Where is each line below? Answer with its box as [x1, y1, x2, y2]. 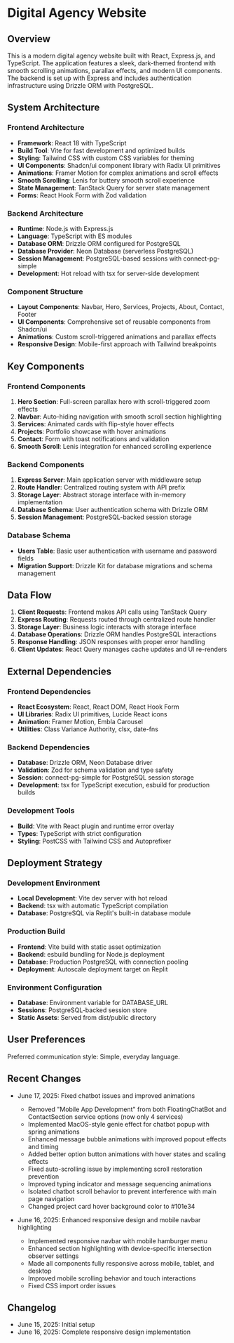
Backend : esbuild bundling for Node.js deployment [17, 950, 165, 958]
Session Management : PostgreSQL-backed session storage [17, 513, 192, 521]
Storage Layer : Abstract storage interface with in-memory [17, 490, 186, 499]
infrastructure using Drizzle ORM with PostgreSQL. [7, 81, 154, 89]
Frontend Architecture [7, 123, 85, 133]
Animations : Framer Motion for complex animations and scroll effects [17, 169, 219, 177]
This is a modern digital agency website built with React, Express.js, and [7, 51, 216, 60]
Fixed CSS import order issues [27, 1281, 116, 1290]
